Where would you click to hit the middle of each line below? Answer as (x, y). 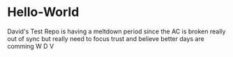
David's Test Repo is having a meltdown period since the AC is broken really (116, 31)
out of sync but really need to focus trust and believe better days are (106, 38)
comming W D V (31, 46)
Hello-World (43, 12)
